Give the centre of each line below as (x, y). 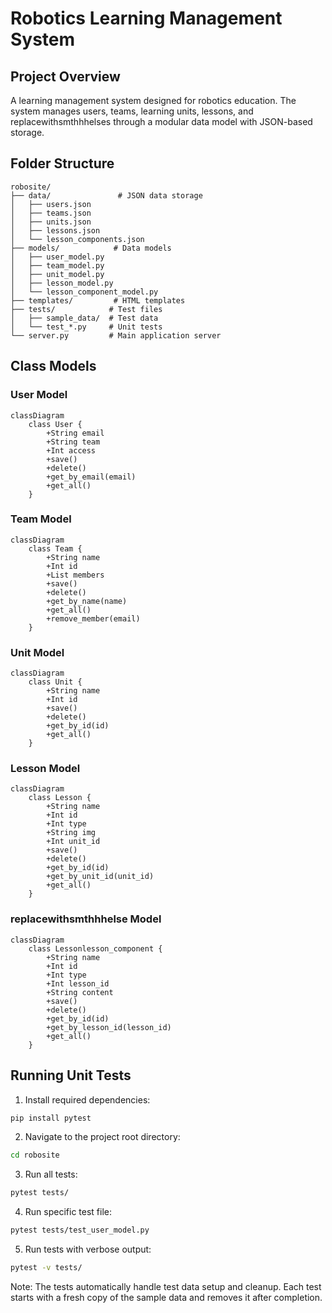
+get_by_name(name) (87, 601)
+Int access (71, 450)
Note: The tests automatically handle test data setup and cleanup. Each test (166, 1286)
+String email (75, 433)
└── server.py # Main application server (116, 335)
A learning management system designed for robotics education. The (153, 100)
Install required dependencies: (87, 1099)
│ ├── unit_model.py (57, 274)
